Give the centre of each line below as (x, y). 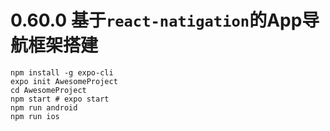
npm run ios (35, 116)
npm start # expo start (60, 99)
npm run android (44, 107)
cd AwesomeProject (48, 90)
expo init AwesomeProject (64, 81)
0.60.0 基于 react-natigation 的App (156, 20)
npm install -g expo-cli (62, 72)
